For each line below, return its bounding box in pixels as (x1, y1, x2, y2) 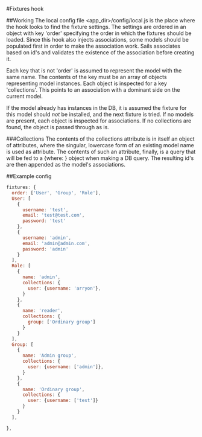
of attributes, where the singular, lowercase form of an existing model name (6, 142, 194, 148)
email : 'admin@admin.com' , (22, 240, 90, 246)
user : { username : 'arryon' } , (28, 285, 101, 292)
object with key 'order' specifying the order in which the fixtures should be (6, 30, 192, 37)
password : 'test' (22, 218, 66, 224)
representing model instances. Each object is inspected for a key (6, 80, 168, 87)
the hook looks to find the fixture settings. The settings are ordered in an (6, 24, 187, 30)
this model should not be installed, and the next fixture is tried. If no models (6, 111, 194, 118)
